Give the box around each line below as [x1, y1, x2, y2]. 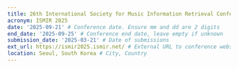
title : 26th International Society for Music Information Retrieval [7, 10, 214, 18]
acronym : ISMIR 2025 [7, 17, 69, 24]
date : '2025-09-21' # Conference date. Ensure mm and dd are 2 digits [7, 23, 220, 30]
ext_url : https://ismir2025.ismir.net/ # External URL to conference [7, 43, 217, 50]
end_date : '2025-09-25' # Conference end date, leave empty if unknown [7, 30, 223, 38]
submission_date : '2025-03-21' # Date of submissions [7, 37, 170, 44]
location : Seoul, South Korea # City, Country [7, 50, 147, 57]
